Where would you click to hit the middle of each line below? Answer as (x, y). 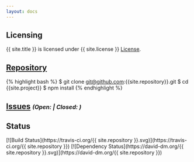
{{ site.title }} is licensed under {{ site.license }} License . (74, 49)
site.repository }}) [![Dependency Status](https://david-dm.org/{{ (105, 146)
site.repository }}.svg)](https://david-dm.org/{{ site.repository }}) (84, 153)
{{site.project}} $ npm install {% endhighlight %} (64, 88)
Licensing (24, 35)
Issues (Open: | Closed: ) (44, 106)
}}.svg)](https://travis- (160, 140)
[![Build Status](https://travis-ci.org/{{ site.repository (69, 140)
